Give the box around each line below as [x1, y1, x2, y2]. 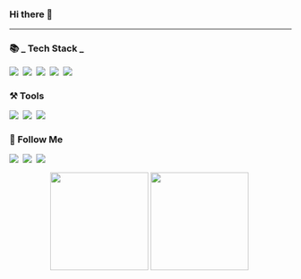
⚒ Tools [9, 89, 45, 102]
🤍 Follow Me [9, 133, 64, 146]
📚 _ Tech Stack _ [9, 42, 84, 55]
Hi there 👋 [9, 8, 54, 21]
